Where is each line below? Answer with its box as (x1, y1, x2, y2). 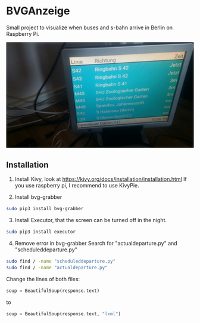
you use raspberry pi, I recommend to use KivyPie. (14, 182, 139, 189)
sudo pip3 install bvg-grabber (6, 206, 84, 212)
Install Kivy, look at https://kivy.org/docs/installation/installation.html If (14, 176, 187, 183)
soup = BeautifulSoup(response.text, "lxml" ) (6, 310, 121, 317)
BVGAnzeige (6, 4, 70, 18)
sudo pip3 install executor (6, 229, 76, 235)
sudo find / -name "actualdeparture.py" (6, 264, 108, 270)
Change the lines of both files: (6, 275, 80, 282)
